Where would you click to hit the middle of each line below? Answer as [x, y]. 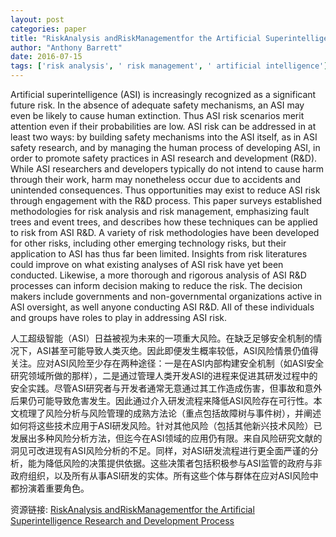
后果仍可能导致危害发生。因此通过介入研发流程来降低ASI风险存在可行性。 [162, 400]
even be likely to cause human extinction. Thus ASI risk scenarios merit [157, 115]
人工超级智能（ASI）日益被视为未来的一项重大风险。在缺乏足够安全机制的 [162, 338]
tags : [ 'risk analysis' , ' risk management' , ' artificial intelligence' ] [169, 66]
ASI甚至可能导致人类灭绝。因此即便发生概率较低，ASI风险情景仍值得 [177, 350]
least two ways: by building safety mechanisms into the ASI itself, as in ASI [164, 137]
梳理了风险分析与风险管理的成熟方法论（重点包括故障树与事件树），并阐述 [170, 413]
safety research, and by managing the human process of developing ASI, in [165, 147]
